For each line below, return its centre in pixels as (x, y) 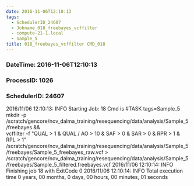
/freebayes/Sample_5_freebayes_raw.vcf (55, 152)
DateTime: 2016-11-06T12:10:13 (52, 64)
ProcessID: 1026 (30, 80)
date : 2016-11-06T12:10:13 (39, 11)
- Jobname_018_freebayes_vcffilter (54, 28)
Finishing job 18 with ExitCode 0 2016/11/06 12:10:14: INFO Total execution (95, 171)
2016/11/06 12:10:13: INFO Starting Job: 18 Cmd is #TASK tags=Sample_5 (93, 109)
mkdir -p (16, 115)
